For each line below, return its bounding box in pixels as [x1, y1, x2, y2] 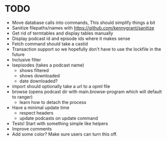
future [11, 51, 25, 57]
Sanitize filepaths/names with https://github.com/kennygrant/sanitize [11, 24, 154, 30]
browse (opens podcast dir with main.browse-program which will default [11, 88, 162, 94]
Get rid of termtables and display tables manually [11, 30, 113, 36]
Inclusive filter [11, 56, 41, 62]
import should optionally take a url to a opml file [11, 83, 110, 89]
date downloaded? [19, 78, 58, 84]
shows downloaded [19, 72, 60, 78]
